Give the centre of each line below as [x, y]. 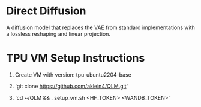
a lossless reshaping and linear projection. [58, 33]
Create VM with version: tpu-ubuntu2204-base [73, 74]
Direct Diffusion [46, 11]
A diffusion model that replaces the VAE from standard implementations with [100, 27]
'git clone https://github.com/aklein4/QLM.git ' [71, 86]
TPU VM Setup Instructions [76, 58]
